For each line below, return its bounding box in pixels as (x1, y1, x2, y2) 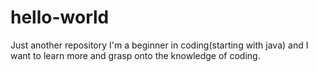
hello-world (10, 6, 110, 29)
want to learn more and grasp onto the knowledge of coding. (10, 49, 261, 61)
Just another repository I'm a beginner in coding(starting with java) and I (10, 39, 309, 51)
